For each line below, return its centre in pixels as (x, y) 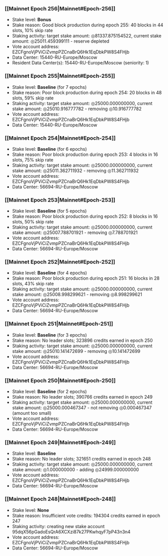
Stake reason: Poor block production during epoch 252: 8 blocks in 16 (85, 216)
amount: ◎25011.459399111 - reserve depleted (61, 41)
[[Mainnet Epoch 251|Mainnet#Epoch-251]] (59, 324)
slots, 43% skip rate (33, 284)
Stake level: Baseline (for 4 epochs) (49, 273)
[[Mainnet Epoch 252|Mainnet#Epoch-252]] (60, 262)
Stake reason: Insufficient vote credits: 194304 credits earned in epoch (86, 515)
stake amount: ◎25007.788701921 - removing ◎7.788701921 (75, 233)
